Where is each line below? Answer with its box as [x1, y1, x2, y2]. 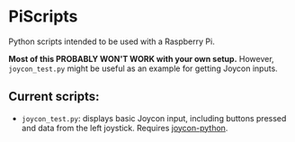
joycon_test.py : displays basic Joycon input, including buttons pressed [21, 112, 287, 123]
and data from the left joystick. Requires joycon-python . [21, 122, 228, 133]
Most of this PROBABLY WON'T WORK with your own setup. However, [8, 53, 275, 64]
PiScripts [8, 6, 78, 27]
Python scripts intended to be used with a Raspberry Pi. [8, 36, 215, 47]
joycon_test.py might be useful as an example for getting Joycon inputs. [8, 63, 278, 74]
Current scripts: [8, 89, 100, 104]
